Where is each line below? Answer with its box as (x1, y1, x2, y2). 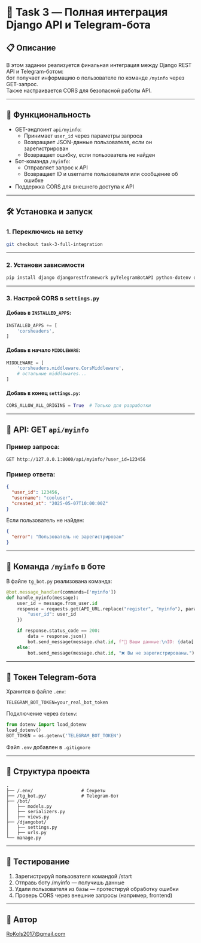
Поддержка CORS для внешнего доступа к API (14, 182, 135, 190)
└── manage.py (6, 835, 42, 841)
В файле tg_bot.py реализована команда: (6, 577, 112, 585)
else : (17, 644, 31, 650)
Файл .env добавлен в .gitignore (6, 743, 91, 750)
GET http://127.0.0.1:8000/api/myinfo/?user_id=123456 (6, 456, 146, 463)
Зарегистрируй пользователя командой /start (14, 872, 132, 880)
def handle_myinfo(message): (6, 595, 79, 601)
